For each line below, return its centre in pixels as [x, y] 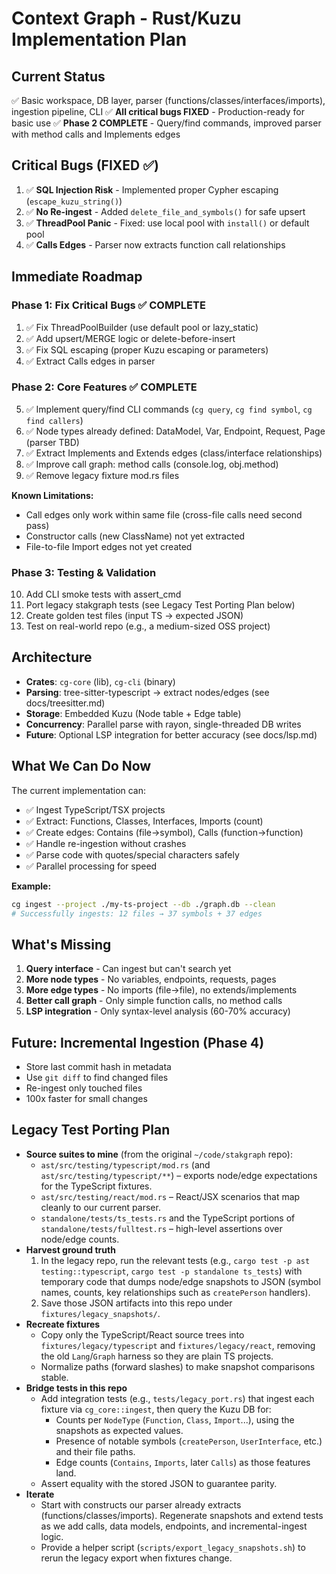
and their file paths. [95, 1451]
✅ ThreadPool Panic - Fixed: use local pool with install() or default [167, 223]
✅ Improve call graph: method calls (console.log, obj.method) [152, 464]
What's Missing [61, 944]
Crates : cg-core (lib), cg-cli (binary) [100, 681]
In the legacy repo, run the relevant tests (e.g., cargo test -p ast [175, 1260]
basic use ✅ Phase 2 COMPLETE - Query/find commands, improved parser [166, 123]
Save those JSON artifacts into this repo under [136, 1303]
